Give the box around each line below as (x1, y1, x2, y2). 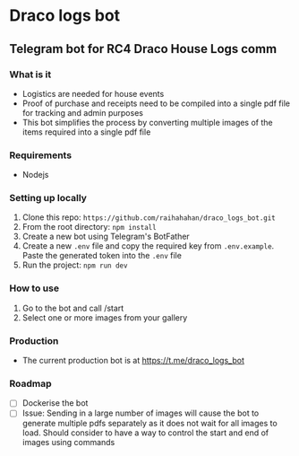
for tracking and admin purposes (21, 107, 143, 118)
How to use (9, 282, 60, 294)
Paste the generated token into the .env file (21, 250, 182, 261)
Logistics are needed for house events (21, 88, 165, 99)
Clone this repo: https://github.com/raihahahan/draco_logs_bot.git (21, 212, 276, 223)
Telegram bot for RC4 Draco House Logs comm (9, 41, 278, 57)
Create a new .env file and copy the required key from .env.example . (21, 241, 275, 251)
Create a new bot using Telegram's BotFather (21, 231, 190, 242)
